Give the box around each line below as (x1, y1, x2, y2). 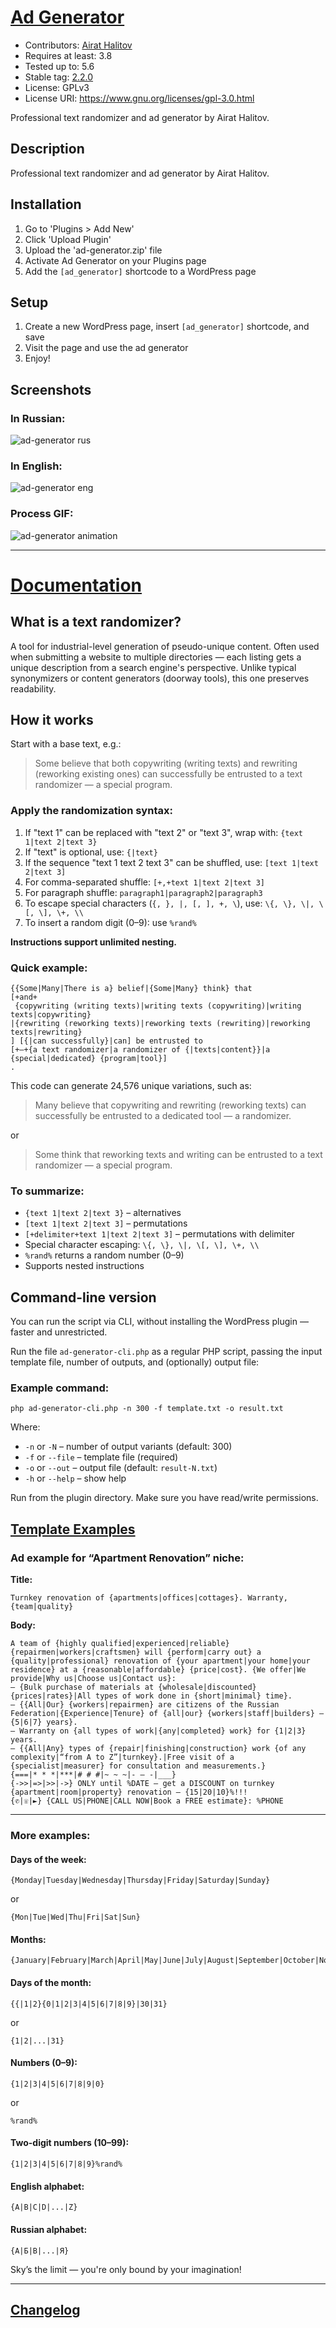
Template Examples (10, 1521, 136, 1538)
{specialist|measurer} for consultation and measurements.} (10, 1761, 267, 1771)
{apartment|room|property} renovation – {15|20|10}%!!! (10, 1787, 248, 1798)
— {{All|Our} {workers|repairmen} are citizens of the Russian (10, 1700, 280, 1710)
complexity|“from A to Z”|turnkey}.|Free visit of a (10, 1752, 235, 1763)
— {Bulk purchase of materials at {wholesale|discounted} (10, 1682, 257, 1693)
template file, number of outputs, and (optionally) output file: (10, 1356, 260, 1368)
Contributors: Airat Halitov (24, 39, 133, 51)
